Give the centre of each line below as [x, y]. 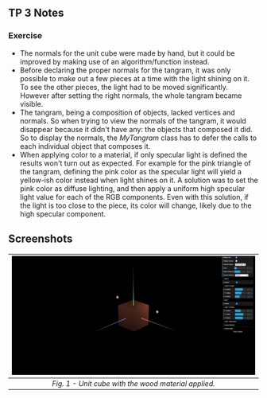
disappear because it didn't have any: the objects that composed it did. [136, 129]
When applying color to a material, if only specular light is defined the [133, 154]
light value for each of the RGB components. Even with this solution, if [134, 197]
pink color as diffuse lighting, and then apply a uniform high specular [132, 188]
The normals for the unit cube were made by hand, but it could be [127, 53]
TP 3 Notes [36, 13]
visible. [31, 103]
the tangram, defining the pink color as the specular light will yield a [131, 171]
